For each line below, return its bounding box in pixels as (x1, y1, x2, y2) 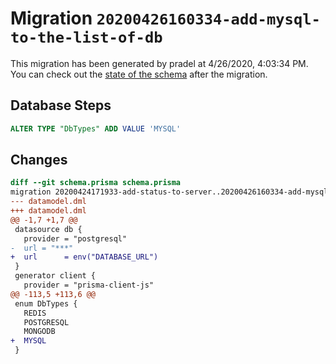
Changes (10, 152, 68, 169)
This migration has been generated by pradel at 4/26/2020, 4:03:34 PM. (10, 57, 309, 69)
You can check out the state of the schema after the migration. (10, 68, 268, 80)
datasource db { (14, 224, 83, 234)
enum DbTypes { (14, 298, 78, 309)
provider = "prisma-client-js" (23, 280, 155, 291)
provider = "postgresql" (23, 233, 128, 244)
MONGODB (23, 327, 56, 337)
